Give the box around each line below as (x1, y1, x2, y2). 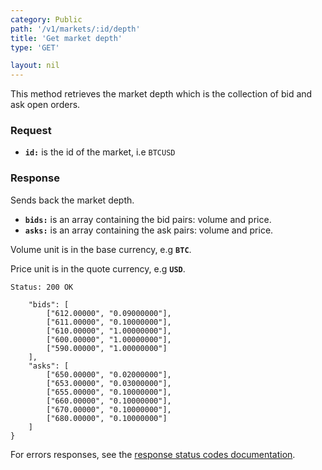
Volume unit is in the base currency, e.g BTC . (10, 243, 192, 255)
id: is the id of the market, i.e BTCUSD (24, 146, 176, 158)
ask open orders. (10, 99, 81, 111)
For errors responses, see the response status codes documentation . (10, 448, 296, 460)
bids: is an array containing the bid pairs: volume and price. (24, 213, 272, 225)
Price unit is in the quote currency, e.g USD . (10, 262, 186, 275)
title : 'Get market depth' (10, 33, 123, 43)
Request (10, 124, 52, 138)
